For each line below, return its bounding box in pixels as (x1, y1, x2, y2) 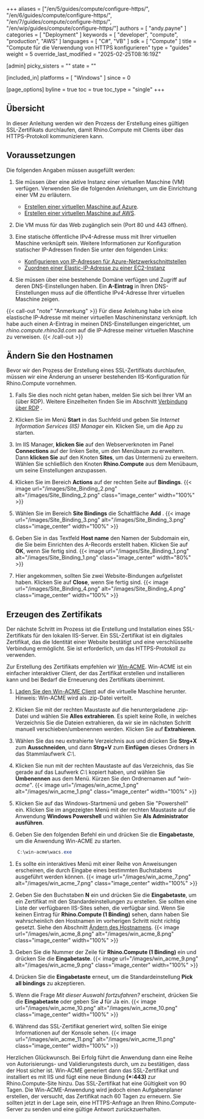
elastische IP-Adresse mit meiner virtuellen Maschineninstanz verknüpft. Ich (6, 314, 197, 321)
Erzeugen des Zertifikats (6, 609, 102, 620)
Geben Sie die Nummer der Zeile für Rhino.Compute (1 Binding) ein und (15, 949, 197, 956)
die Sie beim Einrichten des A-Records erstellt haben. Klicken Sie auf (15, 541, 188, 549)
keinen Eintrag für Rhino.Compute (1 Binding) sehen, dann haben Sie (15, 911, 189, 918)
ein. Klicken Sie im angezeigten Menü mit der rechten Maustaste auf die (15, 806, 196, 813)
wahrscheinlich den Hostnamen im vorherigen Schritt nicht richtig (15, 917, 181, 925)
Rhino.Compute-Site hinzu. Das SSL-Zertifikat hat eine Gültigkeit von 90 (6, 1080, 187, 1087)
